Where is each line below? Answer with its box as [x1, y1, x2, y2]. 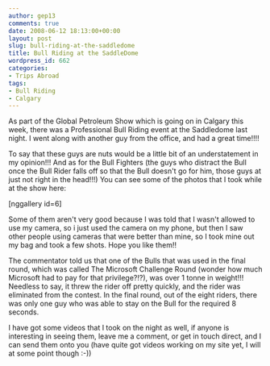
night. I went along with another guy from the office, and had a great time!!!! [8, 134, 260, 143]
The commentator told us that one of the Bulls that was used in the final [8, 256, 246, 266]
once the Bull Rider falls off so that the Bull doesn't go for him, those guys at [8, 166, 262, 176]
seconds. [8, 307, 39, 317]
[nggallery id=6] [8, 199, 62, 209]
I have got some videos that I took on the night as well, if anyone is [8, 323, 230, 333]
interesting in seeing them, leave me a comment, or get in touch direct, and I [8, 331, 262, 341]
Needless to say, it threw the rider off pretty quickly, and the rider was [8, 281, 241, 291]
